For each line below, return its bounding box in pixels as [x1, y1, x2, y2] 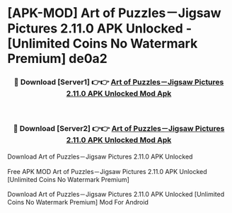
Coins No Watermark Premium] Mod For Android [7, 197, 149, 206]
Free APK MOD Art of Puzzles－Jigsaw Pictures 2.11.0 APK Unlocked [7, 167, 207, 175]
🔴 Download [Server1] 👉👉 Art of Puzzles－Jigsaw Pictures [13, 77, 224, 87]
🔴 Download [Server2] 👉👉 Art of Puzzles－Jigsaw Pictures [13, 124, 225, 134]
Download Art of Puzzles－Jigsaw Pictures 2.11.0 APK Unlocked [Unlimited [7, 190, 225, 198]
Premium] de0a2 [7, 51, 108, 67]
